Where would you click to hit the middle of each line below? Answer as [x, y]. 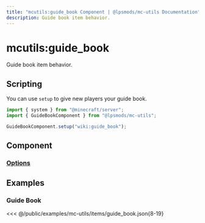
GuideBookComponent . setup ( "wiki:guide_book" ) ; [67, 126]
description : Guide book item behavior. [59, 18]
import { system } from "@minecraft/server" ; [65, 110]
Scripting [24, 84]
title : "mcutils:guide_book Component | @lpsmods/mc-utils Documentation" [103, 12]
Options [18, 163]
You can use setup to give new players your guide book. [77, 99]
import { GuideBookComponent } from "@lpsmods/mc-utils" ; [81, 116]
